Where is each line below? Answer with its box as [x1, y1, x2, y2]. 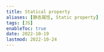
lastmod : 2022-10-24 [6, 36, 58, 42]
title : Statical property [6, 8, 70, 15]
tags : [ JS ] [6, 20, 33, 26]
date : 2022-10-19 [6, 31, 49, 37]
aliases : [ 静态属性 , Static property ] [6, 14, 99, 20]
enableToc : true [6, 25, 46, 32]
